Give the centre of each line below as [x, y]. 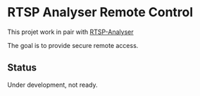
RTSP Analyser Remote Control [100, 12]
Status [22, 68]
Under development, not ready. [52, 85]
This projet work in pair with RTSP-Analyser [70, 32]
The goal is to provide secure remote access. [73, 45]
